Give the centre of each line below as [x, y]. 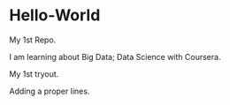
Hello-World [55, 15]
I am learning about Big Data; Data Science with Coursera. [115, 56]
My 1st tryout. [34, 74]
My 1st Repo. [33, 40]
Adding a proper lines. [50, 91]
